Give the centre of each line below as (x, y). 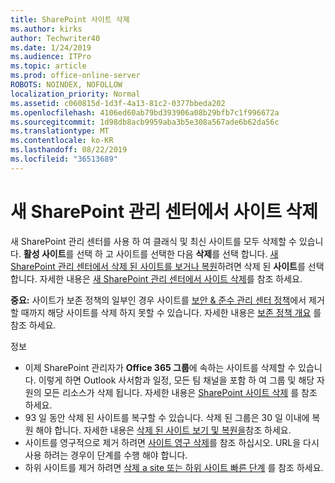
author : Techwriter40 (55, 38)
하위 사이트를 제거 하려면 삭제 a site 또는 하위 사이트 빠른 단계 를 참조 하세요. (174, 467)
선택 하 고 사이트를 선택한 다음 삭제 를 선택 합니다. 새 (177, 253)
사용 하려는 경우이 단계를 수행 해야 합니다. (106, 455)
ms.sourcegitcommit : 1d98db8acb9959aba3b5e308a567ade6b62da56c (145, 122)
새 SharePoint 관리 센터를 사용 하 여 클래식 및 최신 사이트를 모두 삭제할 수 (153, 241)
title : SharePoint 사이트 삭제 (70, 19)
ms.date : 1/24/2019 (51, 47)
